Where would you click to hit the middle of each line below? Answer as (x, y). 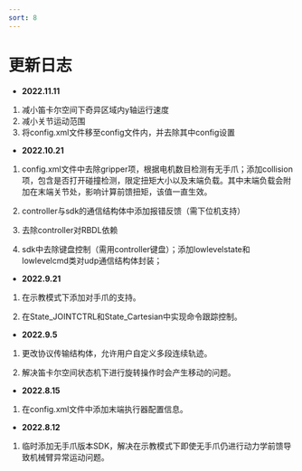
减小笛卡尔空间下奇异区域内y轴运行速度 (95, 109)
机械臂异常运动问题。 (69, 457)
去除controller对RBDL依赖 (70, 230)
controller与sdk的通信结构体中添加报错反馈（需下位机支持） (133, 211)
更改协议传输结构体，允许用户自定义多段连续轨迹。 (117, 353)
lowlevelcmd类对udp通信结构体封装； (92, 260)
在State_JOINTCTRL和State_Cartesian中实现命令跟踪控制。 (132, 316)
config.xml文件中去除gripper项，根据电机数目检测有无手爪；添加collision (157, 169)
